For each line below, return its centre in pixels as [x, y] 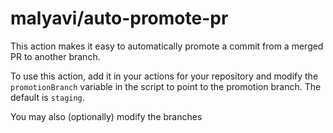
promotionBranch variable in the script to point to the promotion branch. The [166, 86]
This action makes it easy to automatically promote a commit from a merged [167, 46]
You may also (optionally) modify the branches [106, 116]
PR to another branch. [55, 56]
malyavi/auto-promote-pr [119, 18]
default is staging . [47, 97]
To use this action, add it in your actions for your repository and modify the [164, 76]
